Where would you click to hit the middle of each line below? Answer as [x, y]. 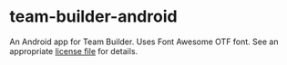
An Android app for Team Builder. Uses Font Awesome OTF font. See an [144, 42]
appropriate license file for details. [74, 51]
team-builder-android [93, 17]
